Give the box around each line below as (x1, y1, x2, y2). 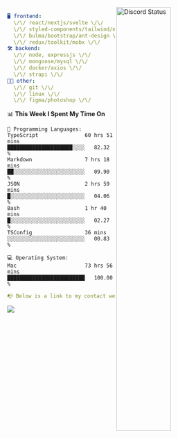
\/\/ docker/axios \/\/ (13, 65, 82, 72)
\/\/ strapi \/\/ (13, 71, 64, 78)
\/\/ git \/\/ (13, 83, 54, 91)
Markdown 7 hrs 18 (7, 156, 110, 163)
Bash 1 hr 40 (7, 205, 107, 212)
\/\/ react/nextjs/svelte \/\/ (13, 19, 104, 26)
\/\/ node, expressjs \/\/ (13, 51, 91, 58)
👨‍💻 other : (7, 77, 36, 84)
